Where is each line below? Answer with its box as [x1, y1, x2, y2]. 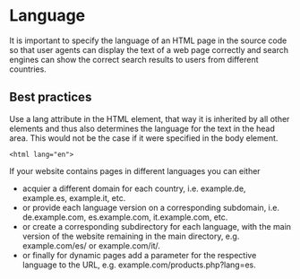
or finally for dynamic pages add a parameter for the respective [21, 249, 257, 260]
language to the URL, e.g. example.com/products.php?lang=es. [21, 259, 257, 270]
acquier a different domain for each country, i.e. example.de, [21, 183, 246, 194]
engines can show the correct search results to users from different [9, 54, 259, 65]
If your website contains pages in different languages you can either [9, 165, 261, 176]
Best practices [9, 90, 92, 105]
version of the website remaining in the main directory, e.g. [21, 231, 240, 241]
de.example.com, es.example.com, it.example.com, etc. [21, 212, 228, 222]
